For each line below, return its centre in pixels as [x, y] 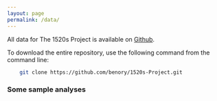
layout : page [26, 13]
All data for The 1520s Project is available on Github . [81, 39]
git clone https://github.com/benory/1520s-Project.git [101, 72]
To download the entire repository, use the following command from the [108, 53]
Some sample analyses [46, 89]
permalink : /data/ [33, 20]
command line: [28, 59]
